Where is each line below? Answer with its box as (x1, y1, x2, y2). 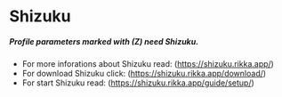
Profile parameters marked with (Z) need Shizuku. (9, 36, 199, 46)
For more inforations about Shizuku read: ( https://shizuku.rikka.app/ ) (21, 59, 274, 69)
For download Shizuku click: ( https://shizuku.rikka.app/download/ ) (21, 69, 267, 79)
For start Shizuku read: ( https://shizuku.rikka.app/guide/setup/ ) (21, 77, 255, 88)
